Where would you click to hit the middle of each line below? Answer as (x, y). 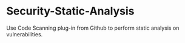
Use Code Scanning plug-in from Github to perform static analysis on (93, 28)
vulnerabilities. (25, 34)
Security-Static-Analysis (70, 11)
